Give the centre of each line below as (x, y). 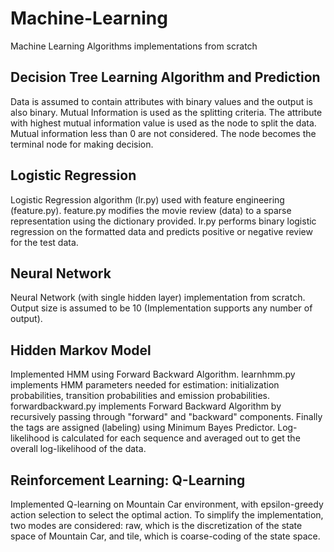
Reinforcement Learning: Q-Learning (128, 480)
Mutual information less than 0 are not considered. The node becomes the (163, 133)
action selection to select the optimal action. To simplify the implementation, (167, 515)
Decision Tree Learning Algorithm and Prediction (165, 77)
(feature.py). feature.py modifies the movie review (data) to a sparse (151, 210)
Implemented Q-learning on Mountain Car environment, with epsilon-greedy (167, 504)
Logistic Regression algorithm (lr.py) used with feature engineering (147, 199)
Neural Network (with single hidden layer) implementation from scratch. (158, 298)
